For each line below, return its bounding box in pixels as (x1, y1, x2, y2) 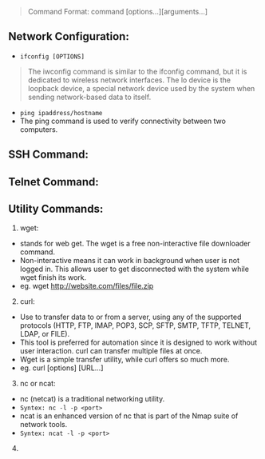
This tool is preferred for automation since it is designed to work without (19, 337, 258, 347)
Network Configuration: (8, 30, 129, 43)
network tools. (19, 420, 68, 429)
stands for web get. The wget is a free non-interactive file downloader (19, 239, 251, 249)
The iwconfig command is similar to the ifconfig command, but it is (27, 66, 247, 76)
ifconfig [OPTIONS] (19, 52, 85, 61)
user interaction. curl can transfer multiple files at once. (19, 346, 203, 356)
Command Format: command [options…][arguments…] (27, 7, 208, 16)
